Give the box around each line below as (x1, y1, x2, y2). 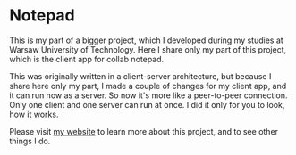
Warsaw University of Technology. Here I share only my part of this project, (9, 44, 287, 54)
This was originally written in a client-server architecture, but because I (9, 70, 272, 81)
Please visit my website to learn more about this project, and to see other (9, 126, 279, 136)
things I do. (9, 135, 51, 146)
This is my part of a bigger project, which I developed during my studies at (9, 35, 283, 45)
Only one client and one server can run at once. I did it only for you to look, (9, 99, 285, 110)
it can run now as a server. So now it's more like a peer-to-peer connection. (9, 90, 288, 101)
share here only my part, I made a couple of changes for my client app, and (9, 80, 287, 91)
